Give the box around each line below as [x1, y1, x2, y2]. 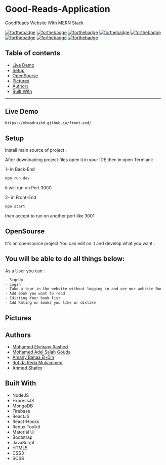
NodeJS [12, 392, 29, 398]
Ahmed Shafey [12, 365, 43, 371]
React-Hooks [12, 419, 40, 424]
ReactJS [12, 413, 30, 419]
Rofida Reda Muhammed [12, 360, 63, 366]
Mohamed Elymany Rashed [12, 344, 68, 350]
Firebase [12, 408, 31, 414]
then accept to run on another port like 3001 [5, 213, 95, 218]
